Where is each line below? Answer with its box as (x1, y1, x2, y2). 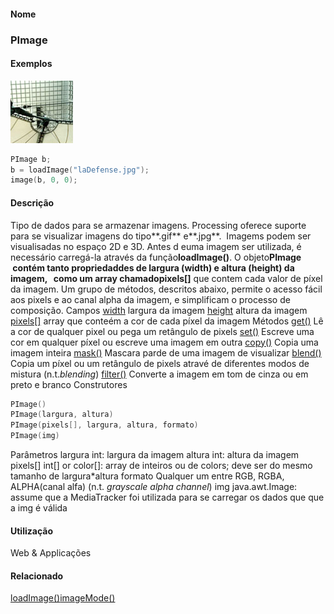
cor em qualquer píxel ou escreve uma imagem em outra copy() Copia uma (10, 336, 319, 348)
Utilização (10, 525, 53, 537)
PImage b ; (10, 154, 52, 164)
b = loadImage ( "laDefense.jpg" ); (10, 165, 150, 175)
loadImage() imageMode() (10, 592, 116, 604)
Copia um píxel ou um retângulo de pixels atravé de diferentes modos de (10, 357, 310, 369)
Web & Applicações (10, 547, 92, 559)
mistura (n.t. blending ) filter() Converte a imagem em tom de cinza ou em (10, 368, 309, 380)
